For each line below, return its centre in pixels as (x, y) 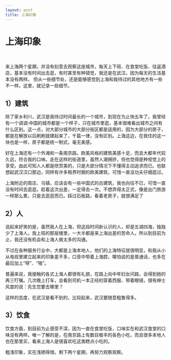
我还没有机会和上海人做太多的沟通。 (52, 239)
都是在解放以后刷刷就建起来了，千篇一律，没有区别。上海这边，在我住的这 (83, 136)
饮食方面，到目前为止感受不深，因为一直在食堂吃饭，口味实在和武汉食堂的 (83, 328)
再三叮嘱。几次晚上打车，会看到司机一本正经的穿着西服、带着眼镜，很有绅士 (85, 280)
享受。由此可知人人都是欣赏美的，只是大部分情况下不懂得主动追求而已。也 (83, 166)
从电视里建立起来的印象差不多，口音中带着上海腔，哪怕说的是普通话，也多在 (85, 257)
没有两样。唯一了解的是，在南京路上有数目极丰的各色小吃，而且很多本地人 (88, 334)
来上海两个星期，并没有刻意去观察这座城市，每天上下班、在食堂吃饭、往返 (83, 66)
